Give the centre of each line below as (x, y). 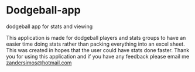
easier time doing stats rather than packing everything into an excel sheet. (96, 44)
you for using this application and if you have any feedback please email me (97, 56)
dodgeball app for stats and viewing (49, 26)
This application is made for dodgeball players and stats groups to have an (96, 37)
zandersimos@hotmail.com (39, 63)
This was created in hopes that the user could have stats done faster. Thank (98, 50)
